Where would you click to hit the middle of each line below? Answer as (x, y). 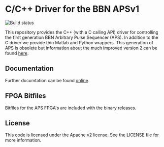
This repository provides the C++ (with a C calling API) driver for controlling (82, 32)
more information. (23, 140)
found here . (17, 53)
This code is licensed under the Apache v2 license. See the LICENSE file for (82, 135)
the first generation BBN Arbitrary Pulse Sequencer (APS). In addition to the (82, 37)
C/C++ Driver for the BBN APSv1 (72, 9)
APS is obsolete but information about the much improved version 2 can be (81, 48)
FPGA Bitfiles (26, 96)
